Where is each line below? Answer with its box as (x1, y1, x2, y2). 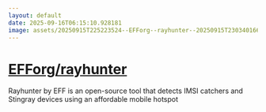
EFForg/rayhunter (8, 60, 127, 78)
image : (8, 26, 30, 34)
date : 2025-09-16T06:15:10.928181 (8, 19, 123, 27)
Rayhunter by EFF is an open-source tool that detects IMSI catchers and (8, 86, 244, 95)
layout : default (8, 11, 62, 20)
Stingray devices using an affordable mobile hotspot (8, 95, 179, 104)
